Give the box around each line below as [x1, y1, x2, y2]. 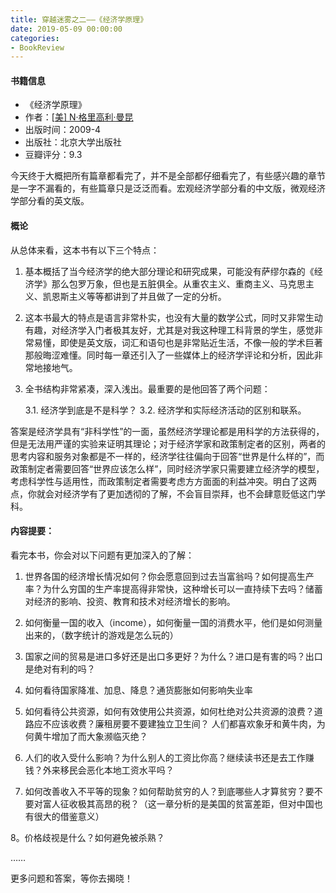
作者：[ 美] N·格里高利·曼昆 [24, 111, 134, 123]
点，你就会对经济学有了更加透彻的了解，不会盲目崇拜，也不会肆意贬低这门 [10, 487, 317, 500]
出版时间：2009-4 [24, 124, 102, 136]
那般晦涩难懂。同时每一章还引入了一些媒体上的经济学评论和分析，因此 [24, 349, 315, 361]
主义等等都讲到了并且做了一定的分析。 [68, 290, 227, 302]
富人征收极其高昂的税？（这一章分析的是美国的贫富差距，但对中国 [42, 797, 315, 810]
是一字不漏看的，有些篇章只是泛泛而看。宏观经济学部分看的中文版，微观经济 [10, 182, 326, 195]
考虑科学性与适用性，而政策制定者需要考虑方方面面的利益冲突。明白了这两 [10, 475, 317, 487]
